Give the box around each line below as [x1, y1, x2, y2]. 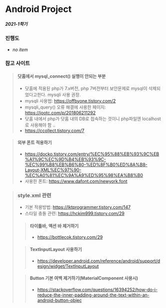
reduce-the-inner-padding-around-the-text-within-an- [37, 291, 150, 298]
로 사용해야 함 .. [24, 121, 56, 128]
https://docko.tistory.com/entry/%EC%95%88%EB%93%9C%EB [24, 151, 160, 157]
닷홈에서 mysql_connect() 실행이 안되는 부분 [17, 73, 106, 79]
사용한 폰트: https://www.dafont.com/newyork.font [24, 178, 128, 184]
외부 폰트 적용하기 [17, 139, 52, 145]
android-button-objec [37, 297, 82, 303]
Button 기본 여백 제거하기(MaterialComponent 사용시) [29, 275, 139, 281]
